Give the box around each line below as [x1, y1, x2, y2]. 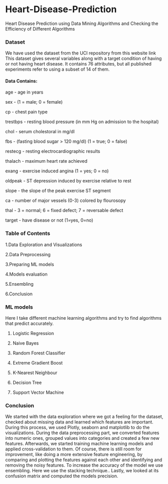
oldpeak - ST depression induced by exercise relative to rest [5, 178, 131, 184]
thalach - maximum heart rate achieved [5, 158, 88, 164]
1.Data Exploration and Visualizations [5, 241, 82, 248]
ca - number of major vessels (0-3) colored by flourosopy [5, 197, 126, 204]
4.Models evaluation [5, 271, 48, 277]
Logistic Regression [12, 330, 54, 337]
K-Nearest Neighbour [12, 370, 57, 376]
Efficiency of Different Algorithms [5, 25, 75, 32]
